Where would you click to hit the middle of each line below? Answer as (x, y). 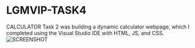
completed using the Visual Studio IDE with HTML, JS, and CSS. (85, 33)
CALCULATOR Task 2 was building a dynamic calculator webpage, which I (98, 27)
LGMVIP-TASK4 (46, 10)
